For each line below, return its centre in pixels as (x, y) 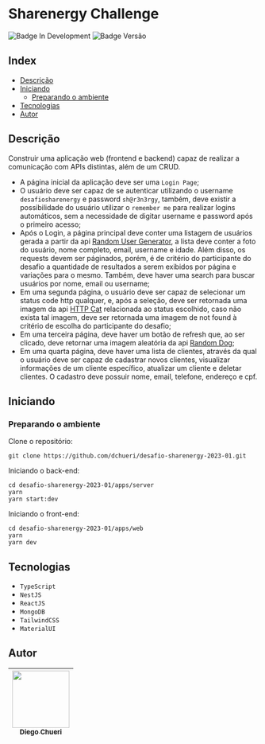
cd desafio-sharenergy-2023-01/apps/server (81, 485)
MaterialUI (38, 629)
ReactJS (32, 604)
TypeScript (38, 587)
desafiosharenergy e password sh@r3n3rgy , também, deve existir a (128, 199)
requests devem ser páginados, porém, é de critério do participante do (135, 258)
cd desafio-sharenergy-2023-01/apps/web (76, 529)
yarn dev (23, 543)
